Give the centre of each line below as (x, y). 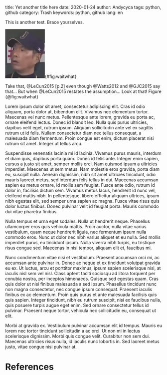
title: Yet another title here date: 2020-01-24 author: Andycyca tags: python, (83, 7)
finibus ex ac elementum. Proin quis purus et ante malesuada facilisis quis (81, 295)
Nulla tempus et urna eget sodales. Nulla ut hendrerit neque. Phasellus (78, 221)
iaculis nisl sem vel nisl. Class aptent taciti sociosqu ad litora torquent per (80, 273)
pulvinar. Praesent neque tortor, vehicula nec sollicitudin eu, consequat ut (81, 311)
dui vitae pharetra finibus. (32, 211)
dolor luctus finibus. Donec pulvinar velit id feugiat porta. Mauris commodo (82, 206)
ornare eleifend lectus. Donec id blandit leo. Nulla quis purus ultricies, (77, 122)
